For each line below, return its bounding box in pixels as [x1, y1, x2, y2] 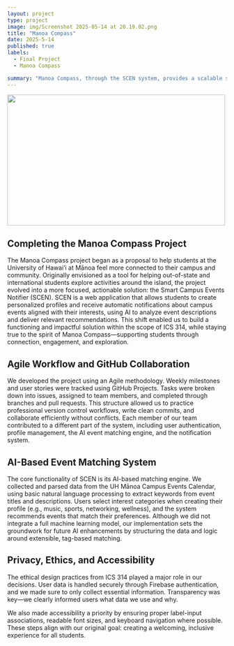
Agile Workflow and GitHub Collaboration [7, 358, 190, 370]
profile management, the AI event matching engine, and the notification [7, 429, 212, 437]
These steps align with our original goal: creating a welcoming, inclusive [7, 623, 214, 632]
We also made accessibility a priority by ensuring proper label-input [7, 608, 202, 617]
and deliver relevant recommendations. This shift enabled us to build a [7, 316, 209, 324]
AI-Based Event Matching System [7, 456, 157, 468]
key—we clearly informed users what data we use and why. [7, 595, 178, 603]
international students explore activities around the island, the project [7, 279, 206, 287]
